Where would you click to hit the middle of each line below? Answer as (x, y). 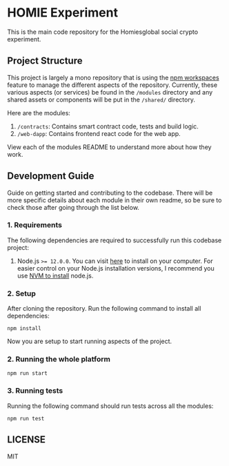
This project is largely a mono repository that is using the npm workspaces (113, 77)
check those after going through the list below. (73, 207)
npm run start (28, 373)
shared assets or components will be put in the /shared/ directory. (101, 99)
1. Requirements (35, 225)
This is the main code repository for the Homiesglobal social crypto (103, 32)
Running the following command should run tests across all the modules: (110, 406)
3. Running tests (35, 391)
